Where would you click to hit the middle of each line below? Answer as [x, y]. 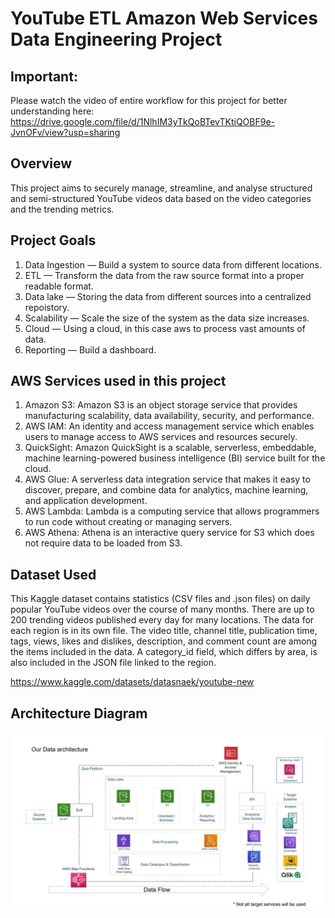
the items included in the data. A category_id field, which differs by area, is [164, 652]
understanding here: [52, 111]
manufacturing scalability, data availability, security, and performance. [169, 416]
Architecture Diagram [79, 713]
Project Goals [53, 240]
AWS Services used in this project [118, 381]
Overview [41, 163]
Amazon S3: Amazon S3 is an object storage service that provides [161, 405]
